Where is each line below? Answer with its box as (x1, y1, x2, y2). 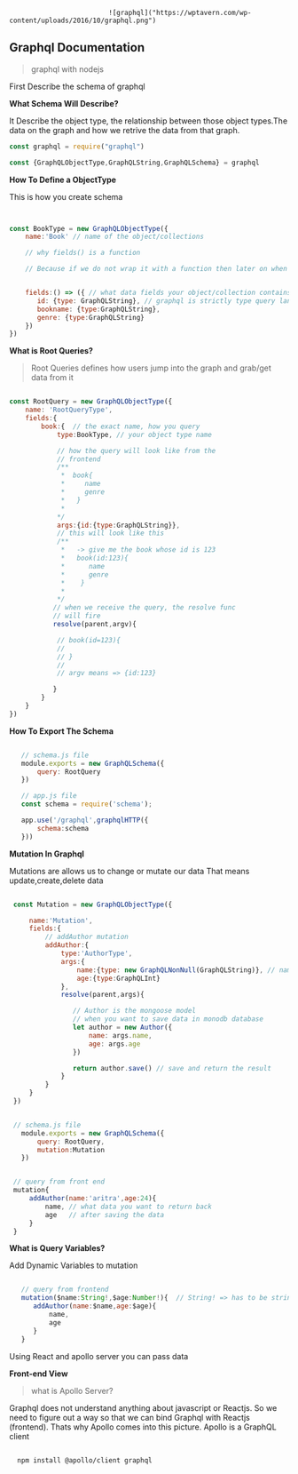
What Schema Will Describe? (9, 98, 119, 108)
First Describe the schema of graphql (9, 81, 145, 92)
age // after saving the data (44, 1210, 165, 1219)
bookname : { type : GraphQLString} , (36, 305, 161, 314)
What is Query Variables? (9, 1243, 106, 1254)
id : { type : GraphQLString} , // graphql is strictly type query (36, 296, 276, 306)
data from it (30, 372, 74, 383)
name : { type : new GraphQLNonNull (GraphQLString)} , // (76, 965, 276, 975)
